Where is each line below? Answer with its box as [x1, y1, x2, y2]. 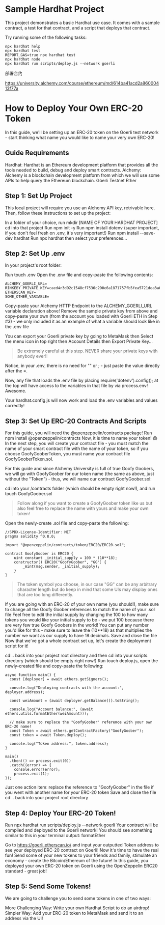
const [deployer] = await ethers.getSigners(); [9, 677, 109, 682]
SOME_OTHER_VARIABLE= [5, 294, 50, 299]
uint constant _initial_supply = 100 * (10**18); [14, 556, 118, 561]
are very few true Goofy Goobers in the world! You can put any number [5, 622, 149, 628]
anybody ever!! [17, 353, 48, 359]
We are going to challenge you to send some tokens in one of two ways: [5, 895, 151, 901]
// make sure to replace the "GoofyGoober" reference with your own [9, 720, 153, 725]
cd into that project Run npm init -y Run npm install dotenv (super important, [5, 224, 160, 230]
